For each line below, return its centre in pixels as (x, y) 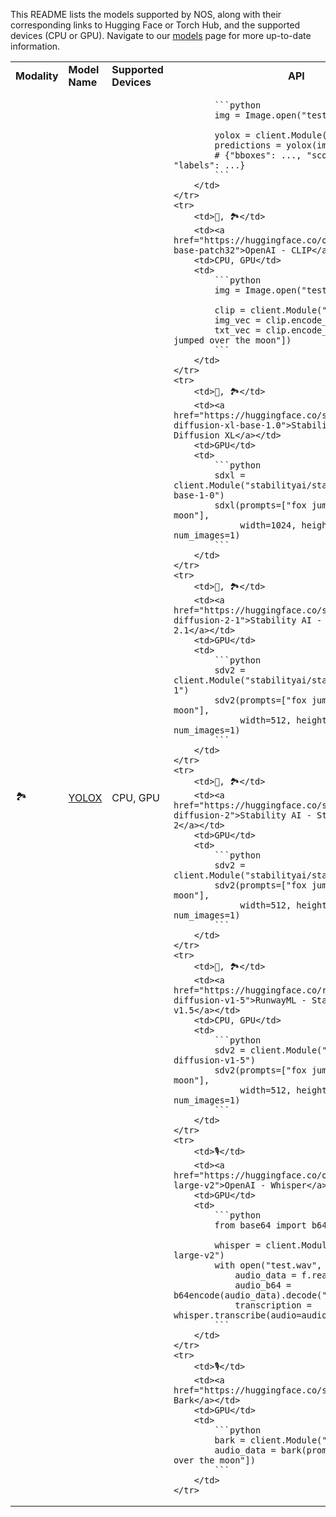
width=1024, (268, 525)
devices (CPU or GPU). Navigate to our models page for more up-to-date (161, 35)
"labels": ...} (209, 165)
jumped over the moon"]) (232, 340)
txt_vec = (238, 330)
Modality (37, 76)
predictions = (248, 145)
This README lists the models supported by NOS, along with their (146, 14)
